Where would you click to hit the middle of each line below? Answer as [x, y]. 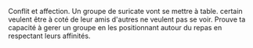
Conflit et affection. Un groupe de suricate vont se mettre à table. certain [125, 11]
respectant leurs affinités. [49, 36]
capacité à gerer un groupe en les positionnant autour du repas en [115, 27]
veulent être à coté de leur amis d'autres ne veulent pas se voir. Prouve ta [127, 19]
